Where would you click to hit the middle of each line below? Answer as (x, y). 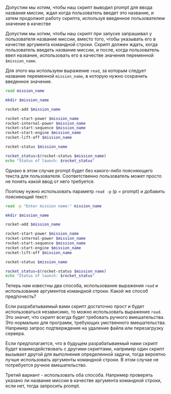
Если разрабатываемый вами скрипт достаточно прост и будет (75, 307)
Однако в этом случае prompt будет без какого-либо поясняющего (79, 170)
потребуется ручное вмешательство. (46, 365)
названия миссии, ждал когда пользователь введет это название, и (80, 13)
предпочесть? (21, 296)
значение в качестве (28, 24)
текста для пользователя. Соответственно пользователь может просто (84, 176)
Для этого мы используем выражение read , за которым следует (76, 71)
